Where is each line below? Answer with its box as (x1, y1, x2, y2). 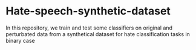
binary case (5, 37, 35, 44)
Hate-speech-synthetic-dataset (5, 4, 171, 18)
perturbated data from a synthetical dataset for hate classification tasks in (5, 30, 190, 37)
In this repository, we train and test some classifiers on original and (5, 24, 173, 31)
